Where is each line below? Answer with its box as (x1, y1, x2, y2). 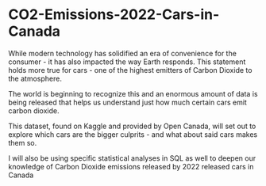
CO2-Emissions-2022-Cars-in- (8, 6, 220, 24)
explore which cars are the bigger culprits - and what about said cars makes (8, 129, 258, 139)
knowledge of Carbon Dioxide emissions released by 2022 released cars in (8, 161, 254, 171)
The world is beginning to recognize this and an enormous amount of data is (8, 89, 258, 98)
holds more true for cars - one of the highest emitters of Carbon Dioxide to (8, 65, 253, 74)
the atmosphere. (8, 74, 62, 83)
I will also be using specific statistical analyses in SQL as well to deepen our (8, 153, 256, 163)
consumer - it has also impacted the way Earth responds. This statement (8, 57, 246, 66)
